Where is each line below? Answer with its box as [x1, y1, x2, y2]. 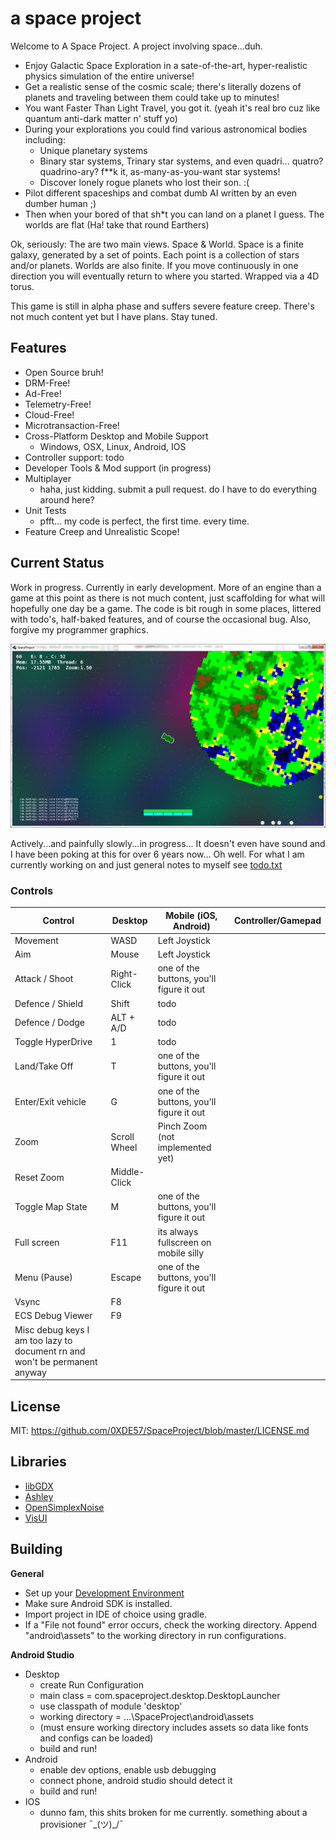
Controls [10, 883, 54, 897]
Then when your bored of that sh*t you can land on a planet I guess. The [24, 208, 325, 220]
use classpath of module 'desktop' [39, 1700, 183, 1712]
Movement [14, 934, 59, 946]
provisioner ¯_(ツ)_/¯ [39, 1818, 124, 1830]
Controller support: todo [24, 451, 125, 463]
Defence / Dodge [14, 1017, 86, 1029]
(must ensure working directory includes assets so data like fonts [39, 1721, 309, 1733]
